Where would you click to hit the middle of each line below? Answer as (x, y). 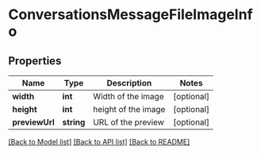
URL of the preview (129, 122)
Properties (35, 61)
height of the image (129, 109)
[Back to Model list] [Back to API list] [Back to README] (99, 142)
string (74, 122)
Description (129, 83)
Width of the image (128, 96)
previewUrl (34, 122)
